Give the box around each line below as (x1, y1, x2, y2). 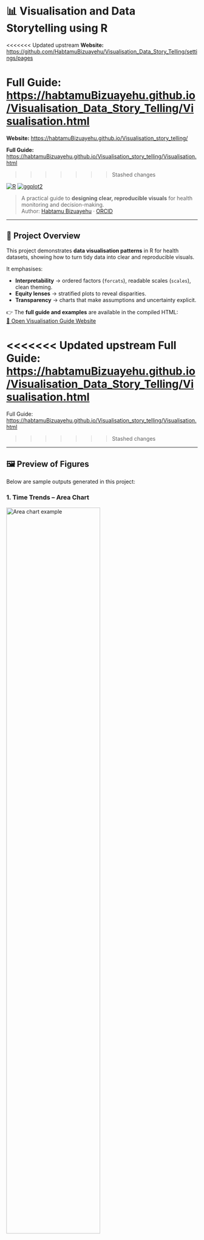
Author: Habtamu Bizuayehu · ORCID (21, 207, 114, 215)
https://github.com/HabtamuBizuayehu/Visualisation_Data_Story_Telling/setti (6, 47, 197, 55)
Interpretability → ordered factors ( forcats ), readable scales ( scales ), (15, 277, 191, 284)
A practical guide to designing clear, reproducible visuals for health (21, 195, 193, 202)
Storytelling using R (6, 21, 108, 35)
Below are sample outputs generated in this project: (6, 478, 135, 486)
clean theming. (15, 283, 53, 291)
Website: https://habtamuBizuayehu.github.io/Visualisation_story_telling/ (6, 134, 188, 142)
